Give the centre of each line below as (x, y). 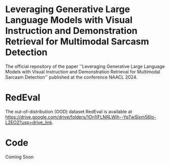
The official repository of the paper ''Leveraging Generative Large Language (85, 66)
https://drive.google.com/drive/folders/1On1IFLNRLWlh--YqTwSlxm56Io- (81, 117)
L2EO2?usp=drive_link (29, 122)
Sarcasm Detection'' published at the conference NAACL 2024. (72, 77)
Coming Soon (20, 157)
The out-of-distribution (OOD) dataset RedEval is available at (69, 111)
